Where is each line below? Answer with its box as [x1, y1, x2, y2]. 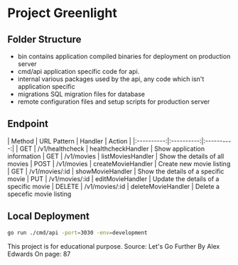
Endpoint [7, 118, 48, 130]
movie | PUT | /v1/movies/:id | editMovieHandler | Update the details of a [7, 174, 220, 183]
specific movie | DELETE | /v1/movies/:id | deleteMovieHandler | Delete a [7, 182, 220, 190]
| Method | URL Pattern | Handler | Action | [7, 136, 131, 145]
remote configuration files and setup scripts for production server [17, 97, 210, 106]
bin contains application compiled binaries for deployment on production [17, 52, 231, 60]
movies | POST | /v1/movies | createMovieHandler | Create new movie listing [7, 159, 231, 168]
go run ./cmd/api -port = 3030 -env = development [7, 229, 148, 236]
